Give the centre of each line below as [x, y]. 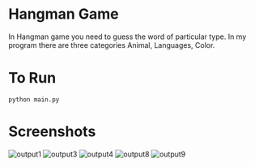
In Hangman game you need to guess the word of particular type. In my [127, 36]
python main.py [34, 99]
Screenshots [52, 132]
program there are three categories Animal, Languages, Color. [112, 45]
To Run [32, 78]
